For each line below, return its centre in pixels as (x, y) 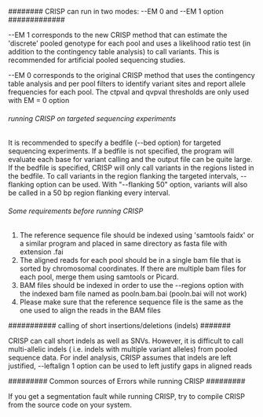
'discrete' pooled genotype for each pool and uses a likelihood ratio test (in (130, 43)
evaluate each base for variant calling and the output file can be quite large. (130, 160)
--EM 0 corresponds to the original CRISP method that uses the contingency (131, 75)
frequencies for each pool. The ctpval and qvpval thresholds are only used (129, 92)
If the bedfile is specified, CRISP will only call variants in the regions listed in (131, 168)
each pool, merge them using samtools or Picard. (99, 277)
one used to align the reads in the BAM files (90, 311)
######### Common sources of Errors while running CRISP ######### (127, 382)
